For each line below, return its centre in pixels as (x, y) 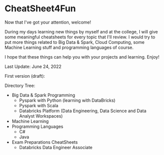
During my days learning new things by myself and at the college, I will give (81, 31)
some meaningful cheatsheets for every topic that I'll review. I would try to (80, 37)
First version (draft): (25, 76)
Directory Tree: (20, 85)
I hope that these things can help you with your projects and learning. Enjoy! (82, 57)
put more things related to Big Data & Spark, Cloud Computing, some (75, 42)
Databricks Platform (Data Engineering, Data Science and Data (83, 111)
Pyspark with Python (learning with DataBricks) (67, 100)
